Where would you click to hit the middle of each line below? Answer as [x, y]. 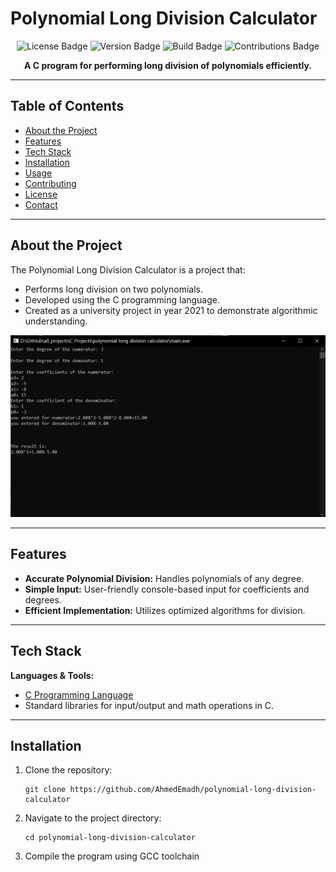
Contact [41, 204]
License [41, 194]
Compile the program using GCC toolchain [112, 856]
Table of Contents [67, 106]
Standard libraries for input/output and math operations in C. [149, 705]
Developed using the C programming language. [122, 299]
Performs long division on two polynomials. [113, 289]
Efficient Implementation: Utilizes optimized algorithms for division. [165, 610]
